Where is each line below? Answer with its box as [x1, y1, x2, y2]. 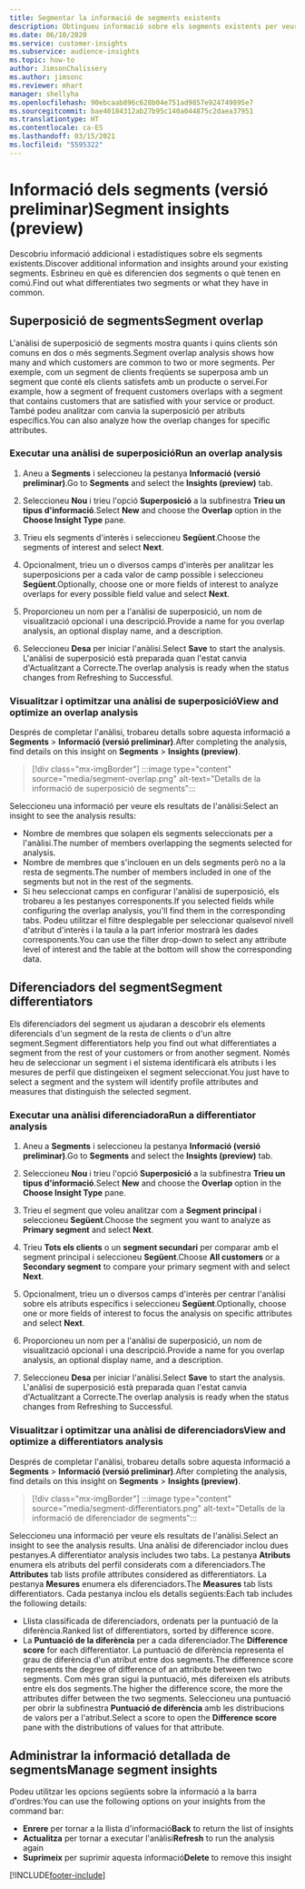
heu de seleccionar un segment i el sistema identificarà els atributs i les [9, 1056, 277, 1067]
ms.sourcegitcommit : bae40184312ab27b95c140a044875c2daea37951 [9, 106, 254, 116]
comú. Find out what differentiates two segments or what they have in [9, 277, 269, 288]
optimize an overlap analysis [9, 706, 139, 719]
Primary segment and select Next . [22, 1225, 154, 1236]
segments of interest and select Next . [22, 541, 164, 552]
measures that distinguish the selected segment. [9, 1086, 192, 1096]
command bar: [9, 1805, 64, 1816]
